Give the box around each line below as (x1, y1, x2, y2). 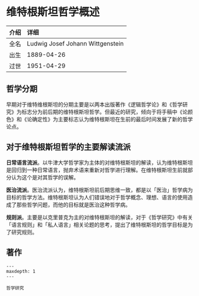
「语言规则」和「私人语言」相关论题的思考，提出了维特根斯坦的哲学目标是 (6, 221, 188, 228)
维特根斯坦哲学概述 (6, 5, 100, 19)
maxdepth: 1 (6, 269, 36, 275)
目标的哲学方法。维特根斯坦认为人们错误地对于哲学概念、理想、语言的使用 (6, 194, 188, 201)
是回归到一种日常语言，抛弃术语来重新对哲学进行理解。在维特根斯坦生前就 (6, 166, 188, 173)
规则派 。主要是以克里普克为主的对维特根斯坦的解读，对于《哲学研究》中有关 (6, 214, 193, 221)
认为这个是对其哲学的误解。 (11, 173, 79, 181)
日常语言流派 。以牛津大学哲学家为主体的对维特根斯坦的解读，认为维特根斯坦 (6, 159, 193, 166)
